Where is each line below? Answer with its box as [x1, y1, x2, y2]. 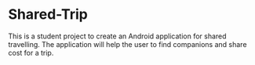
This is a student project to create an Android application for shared [8, 31, 227, 41]
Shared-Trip [8, 5, 88, 23]
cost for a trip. [8, 48, 54, 57]
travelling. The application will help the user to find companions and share [8, 39, 247, 49]
